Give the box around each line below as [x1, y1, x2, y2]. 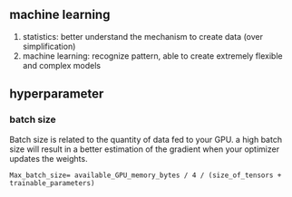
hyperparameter [9, 86, 104, 102]
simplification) [22, 41, 76, 52]
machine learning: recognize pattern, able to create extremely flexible [22, 50, 283, 61]
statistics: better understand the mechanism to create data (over [22, 31, 264, 42]
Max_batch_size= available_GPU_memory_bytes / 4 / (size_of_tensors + [9, 171, 282, 180]
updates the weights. [9, 153, 88, 164]
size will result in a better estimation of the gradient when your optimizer [9, 144, 279, 155]
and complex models [22, 60, 102, 70]
